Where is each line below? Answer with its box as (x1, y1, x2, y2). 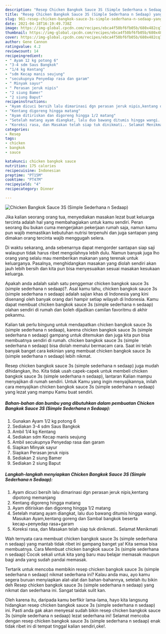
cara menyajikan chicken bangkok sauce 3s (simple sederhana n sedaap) (5, 384, 155, 390)
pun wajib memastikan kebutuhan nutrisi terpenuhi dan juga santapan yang (5, 230, 158, 236)
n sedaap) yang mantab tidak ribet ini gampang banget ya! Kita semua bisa (5, 540, 158, 547)
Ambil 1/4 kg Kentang (12, 429, 56, 435)
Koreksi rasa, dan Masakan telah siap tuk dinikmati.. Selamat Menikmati (12, 526, 158, 532)
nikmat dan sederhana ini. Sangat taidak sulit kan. (5, 587, 106, 593)
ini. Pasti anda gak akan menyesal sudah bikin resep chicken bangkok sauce (5, 607, 161, 613)
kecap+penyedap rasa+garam (12, 521, 74, 527)
